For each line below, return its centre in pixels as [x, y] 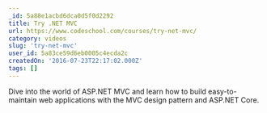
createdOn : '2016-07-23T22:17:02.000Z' [76, 61]
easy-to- [222, 91]
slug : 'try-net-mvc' [43, 46]
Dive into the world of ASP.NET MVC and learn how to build [107, 91]
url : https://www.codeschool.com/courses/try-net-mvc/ [103, 31]
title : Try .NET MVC [43, 23]
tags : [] [23, 69]
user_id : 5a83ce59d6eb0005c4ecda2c [68, 53]
